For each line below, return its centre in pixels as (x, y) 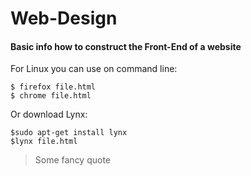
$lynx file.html (44, 142)
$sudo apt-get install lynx (69, 133)
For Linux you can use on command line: (94, 69)
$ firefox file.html (53, 87)
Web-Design (64, 18)
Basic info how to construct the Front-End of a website (126, 46)
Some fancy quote (73, 160)
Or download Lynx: (49, 114)
